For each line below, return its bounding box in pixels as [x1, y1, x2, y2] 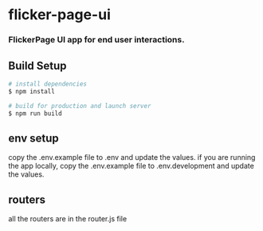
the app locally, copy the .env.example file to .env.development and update [8, 161, 255, 171]
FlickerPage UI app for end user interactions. [8, 34, 185, 46]
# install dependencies [8, 80, 88, 88]
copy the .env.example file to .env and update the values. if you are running [8, 153, 256, 162]
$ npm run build [8, 110, 62, 117]
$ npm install [8, 87, 56, 95]
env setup [8, 131, 60, 145]
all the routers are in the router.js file [8, 214, 128, 224]
